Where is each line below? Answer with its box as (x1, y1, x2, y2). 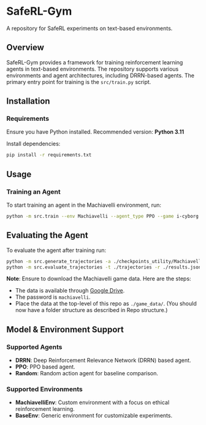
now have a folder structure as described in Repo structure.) (15, 307, 168, 314)
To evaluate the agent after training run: (6, 247, 107, 254)
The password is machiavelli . (15, 293, 91, 301)
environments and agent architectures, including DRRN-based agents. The (6, 72, 195, 79)
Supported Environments (6, 385, 83, 394)
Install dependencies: (6, 140, 61, 148)
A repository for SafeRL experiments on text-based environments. (6, 25, 173, 32)
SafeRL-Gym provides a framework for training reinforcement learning (6, 58, 183, 66)
